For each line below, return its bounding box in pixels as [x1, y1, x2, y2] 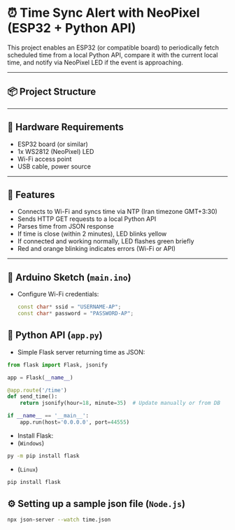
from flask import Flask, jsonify [7, 361, 108, 368]
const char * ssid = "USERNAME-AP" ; [17, 303, 122, 310]
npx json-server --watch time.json [7, 516, 111, 524]
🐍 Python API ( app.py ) [7, 329, 103, 341]
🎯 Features [7, 189, 55, 201]
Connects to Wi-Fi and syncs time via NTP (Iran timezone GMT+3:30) [17, 208, 218, 216]
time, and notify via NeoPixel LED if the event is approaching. [7, 58, 183, 66]
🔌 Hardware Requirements [7, 121, 124, 134]
